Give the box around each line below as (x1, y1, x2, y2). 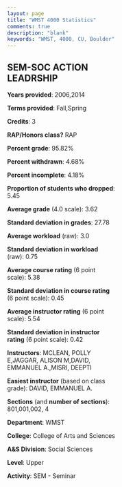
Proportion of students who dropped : (7, 184, 115, 192)
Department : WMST (7, 418, 65, 426)
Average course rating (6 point (7, 265, 96, 274)
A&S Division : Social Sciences (7, 445, 93, 453)
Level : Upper (7, 458, 45, 466)
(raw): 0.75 (7, 252, 38, 260)
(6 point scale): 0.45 (7, 294, 64, 302)
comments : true (7, 23, 51, 30)
